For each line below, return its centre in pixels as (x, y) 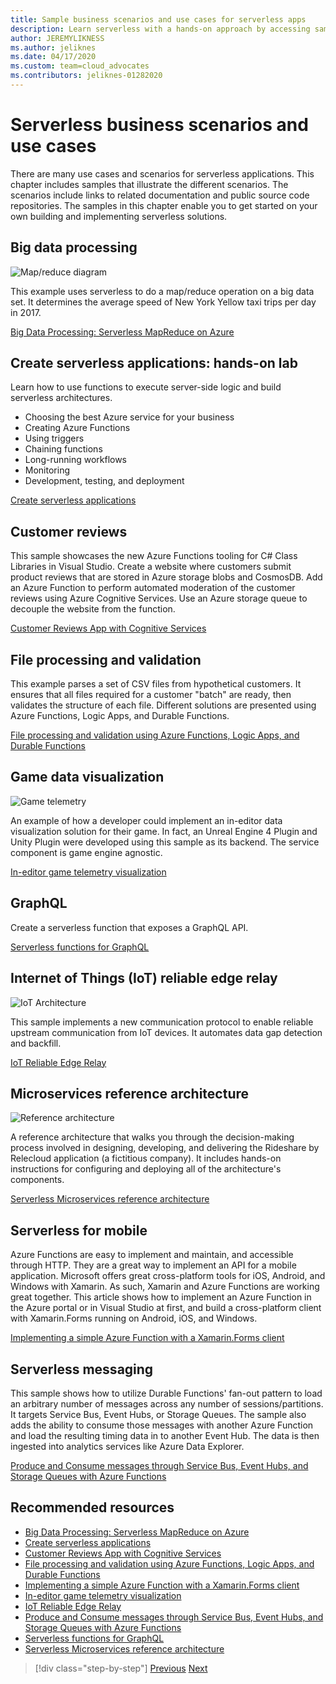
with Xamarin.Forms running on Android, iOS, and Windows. (134, 1318)
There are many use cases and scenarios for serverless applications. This (162, 173)
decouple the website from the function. (93, 609)
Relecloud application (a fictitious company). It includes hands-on (146, 1158)
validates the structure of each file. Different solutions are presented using (163, 705)
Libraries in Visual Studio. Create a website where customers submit (151, 567)
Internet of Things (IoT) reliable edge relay (144, 978)
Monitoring (47, 470)
